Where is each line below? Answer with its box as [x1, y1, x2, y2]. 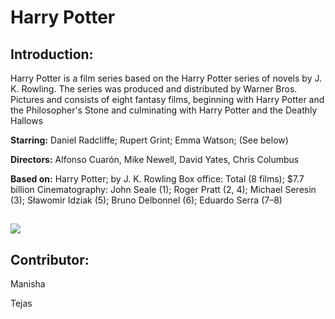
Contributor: [10, 251, 90, 268]
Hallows [10, 115, 44, 126]
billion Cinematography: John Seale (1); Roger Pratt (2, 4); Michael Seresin [10, 184, 317, 195]
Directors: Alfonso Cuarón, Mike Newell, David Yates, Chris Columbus [10, 154, 300, 165]
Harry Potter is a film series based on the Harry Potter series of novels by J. [10, 72, 322, 84]
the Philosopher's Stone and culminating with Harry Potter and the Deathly [10, 104, 318, 116]
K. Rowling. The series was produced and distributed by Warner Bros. [10, 83, 298, 95]
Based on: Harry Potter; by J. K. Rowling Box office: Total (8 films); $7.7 [10, 173, 305, 185]
